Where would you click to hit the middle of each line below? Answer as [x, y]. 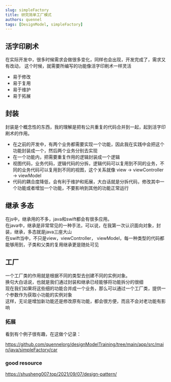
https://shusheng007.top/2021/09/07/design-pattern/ [61, 374]
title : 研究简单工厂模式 [28, 15]
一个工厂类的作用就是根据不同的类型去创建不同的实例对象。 [68, 275]
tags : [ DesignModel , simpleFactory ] [44, 24]
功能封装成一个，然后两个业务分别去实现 [55, 150]
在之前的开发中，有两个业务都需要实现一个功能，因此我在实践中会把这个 [88, 144]
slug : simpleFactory [27, 10]
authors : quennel [24, 19]
